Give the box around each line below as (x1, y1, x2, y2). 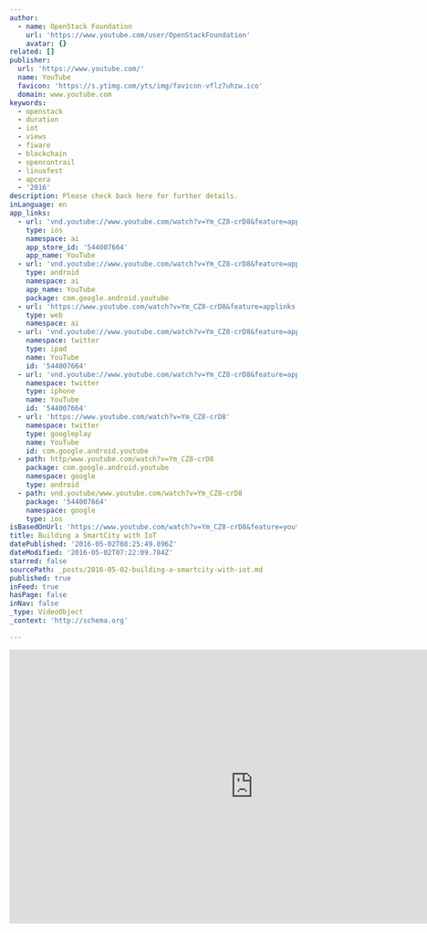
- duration (17, 115, 59, 124)
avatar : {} (26, 38, 68, 48)
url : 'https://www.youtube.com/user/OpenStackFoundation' (26, 30, 251, 39)
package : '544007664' (26, 497, 108, 507)
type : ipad (26, 344, 68, 353)
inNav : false (9, 599, 59, 608)
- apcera (17, 174, 51, 183)
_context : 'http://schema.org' (9, 616, 129, 625)
